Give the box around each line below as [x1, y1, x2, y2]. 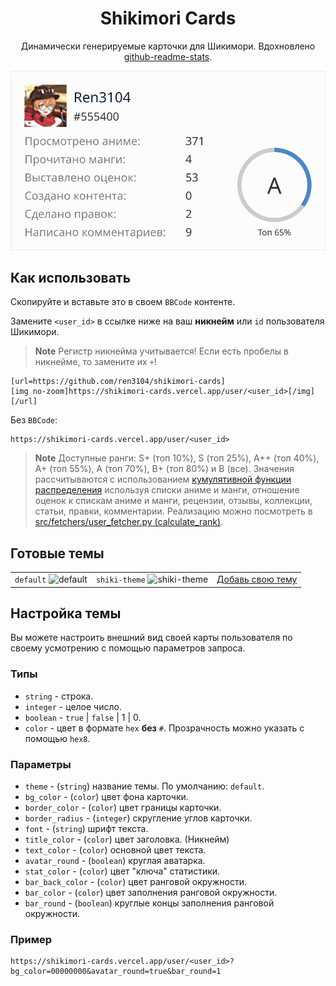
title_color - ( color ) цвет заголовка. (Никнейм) [24, 833, 230, 845]
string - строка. [24, 690, 94, 702]
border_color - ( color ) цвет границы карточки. [24, 801, 222, 813]
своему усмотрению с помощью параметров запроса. [10, 642, 246, 654]
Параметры [10, 757, 72, 771]
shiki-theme [95, 575, 146, 586]
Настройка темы [10, 605, 122, 622]
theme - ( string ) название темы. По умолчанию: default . [24, 780, 265, 792]
